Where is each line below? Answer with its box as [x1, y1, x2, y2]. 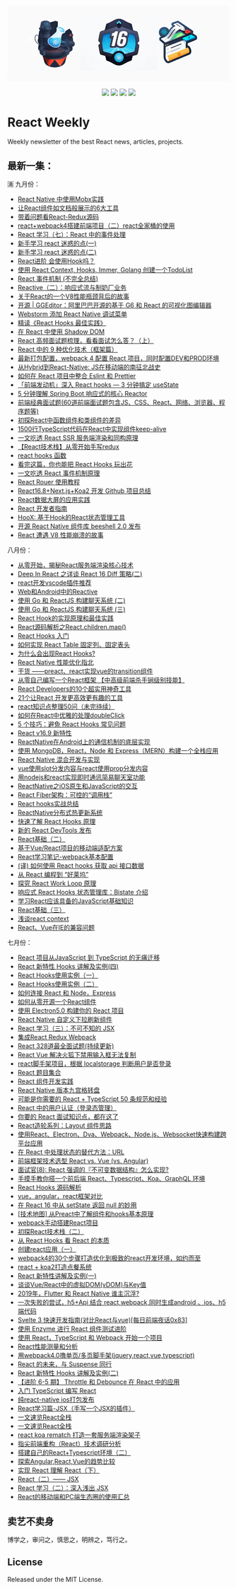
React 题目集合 [17, 1069, 61, 1077]
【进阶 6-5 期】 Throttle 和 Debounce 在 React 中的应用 [17, 1378, 180, 1386]
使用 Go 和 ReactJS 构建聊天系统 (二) [17, 596, 126, 605]
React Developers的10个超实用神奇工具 [17, 685, 132, 693]
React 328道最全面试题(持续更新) [17, 1042, 114, 1050]
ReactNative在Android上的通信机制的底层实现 [17, 738, 151, 746]
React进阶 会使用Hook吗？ [17, 257, 95, 265]
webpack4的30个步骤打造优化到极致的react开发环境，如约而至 [17, 1254, 201, 1262]
